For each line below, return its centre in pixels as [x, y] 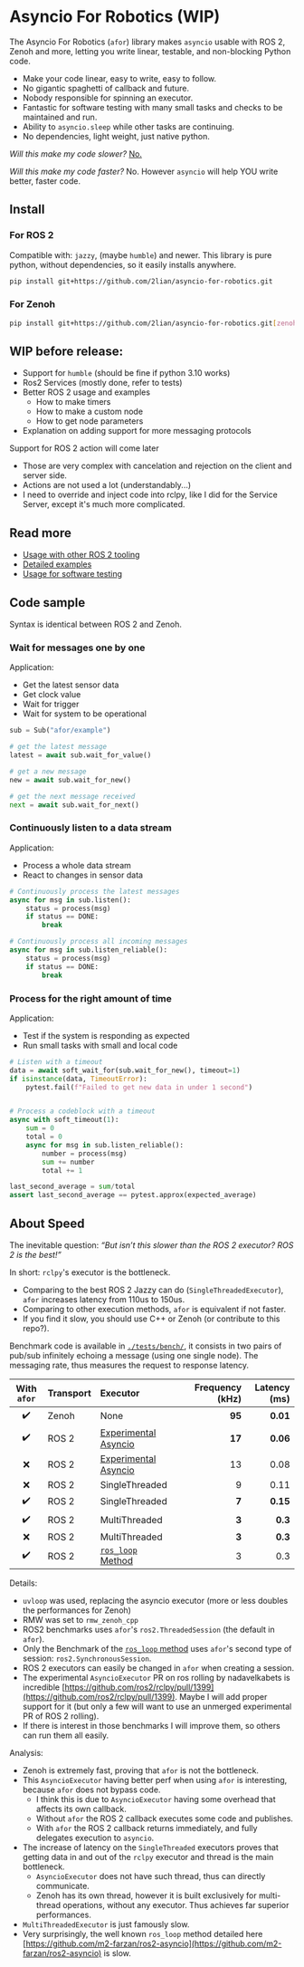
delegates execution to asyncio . [95, 1837]
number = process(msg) [85, 1153]
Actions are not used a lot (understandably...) [107, 485]
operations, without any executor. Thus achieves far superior [176, 1905]
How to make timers [73, 402]
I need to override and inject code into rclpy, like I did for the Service [150, 494]
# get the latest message [58, 747]
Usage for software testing [72, 574]
